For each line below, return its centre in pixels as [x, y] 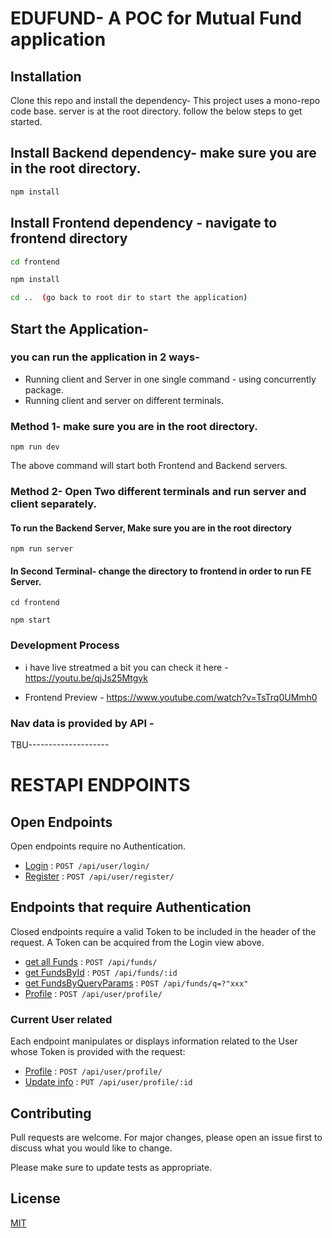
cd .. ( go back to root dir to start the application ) [129, 298]
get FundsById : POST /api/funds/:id [101, 972]
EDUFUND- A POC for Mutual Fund [156, 18]
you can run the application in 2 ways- [105, 357]
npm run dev [35, 447]
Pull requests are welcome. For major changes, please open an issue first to [166, 1137]
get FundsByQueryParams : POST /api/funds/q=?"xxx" [136, 983]
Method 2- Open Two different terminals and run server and [158, 492]
